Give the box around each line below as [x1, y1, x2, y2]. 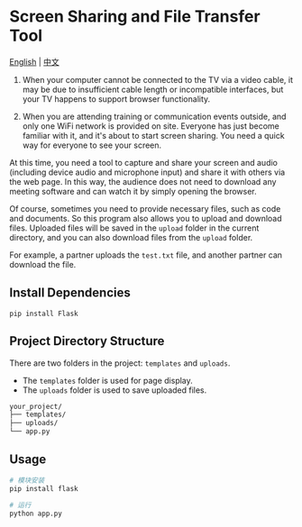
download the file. [9, 259, 77, 269]
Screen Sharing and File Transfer [9, 6, 261, 27]
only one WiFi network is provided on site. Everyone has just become [22, 120, 279, 132]
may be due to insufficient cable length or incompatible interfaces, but [22, 84, 284, 95]
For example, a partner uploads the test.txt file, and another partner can [9, 250, 282, 260]
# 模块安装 [9, 476, 45, 485]
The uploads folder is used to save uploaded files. [22, 385, 207, 395]
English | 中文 [9, 56, 60, 67]
